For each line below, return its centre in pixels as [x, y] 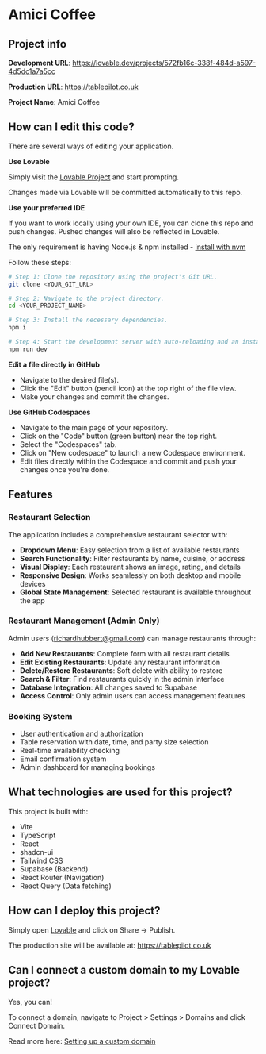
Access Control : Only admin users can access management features [132, 695]
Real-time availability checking [70, 751]
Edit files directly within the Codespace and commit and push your [128, 461]
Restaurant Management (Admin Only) [84, 621]
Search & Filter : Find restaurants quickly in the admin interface [122, 679]
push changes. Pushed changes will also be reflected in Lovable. [114, 231]
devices [32, 583]
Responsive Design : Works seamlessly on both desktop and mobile [130, 575]
